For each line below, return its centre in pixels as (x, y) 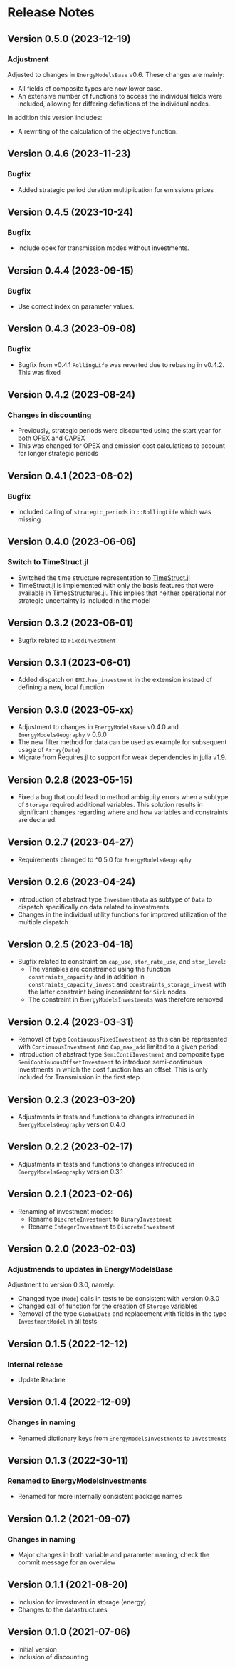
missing (29, 519)
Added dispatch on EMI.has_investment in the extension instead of (115, 680)
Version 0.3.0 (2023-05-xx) (70, 710)
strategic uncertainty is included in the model (84, 600)
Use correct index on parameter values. (76, 306)
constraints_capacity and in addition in (86, 977)
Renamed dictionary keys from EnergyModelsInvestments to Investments (122, 1438)
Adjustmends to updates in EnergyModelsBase (90, 1269)
